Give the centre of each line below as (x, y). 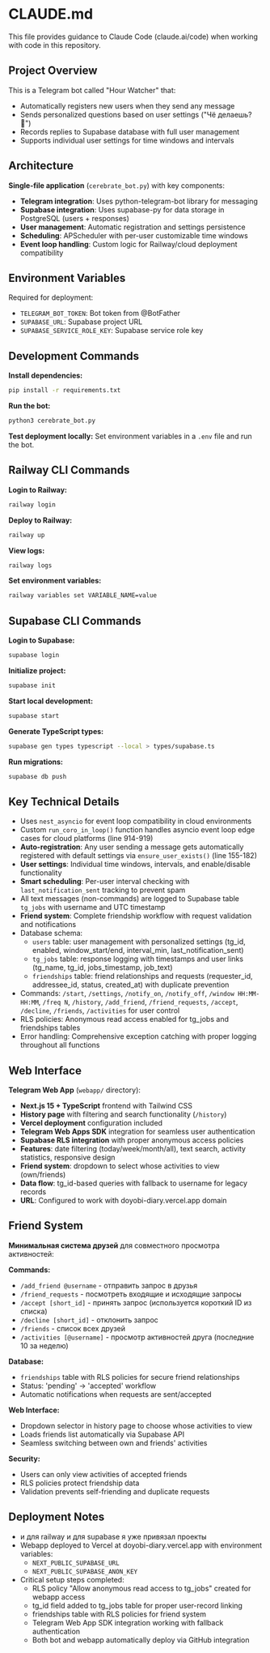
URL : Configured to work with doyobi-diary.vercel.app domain (124, 1201)
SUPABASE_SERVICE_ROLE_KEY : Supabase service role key (112, 331)
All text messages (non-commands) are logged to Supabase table (130, 899)
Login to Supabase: (42, 640)
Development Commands (74, 356)
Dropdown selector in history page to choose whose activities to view (136, 1425)
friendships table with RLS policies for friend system (119, 1614)
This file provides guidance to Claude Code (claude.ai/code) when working (133, 36)
